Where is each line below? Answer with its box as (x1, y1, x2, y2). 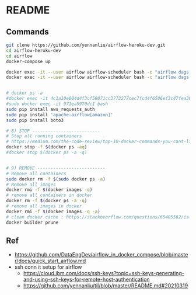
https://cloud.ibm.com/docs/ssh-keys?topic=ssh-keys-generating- (23, 270, 185, 277)
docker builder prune (6, 220, 59, 225)
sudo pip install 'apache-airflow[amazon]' (6, 112, 114, 117)
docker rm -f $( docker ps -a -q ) (6, 198, 87, 204)
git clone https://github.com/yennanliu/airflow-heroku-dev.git (6, 42, 166, 48)
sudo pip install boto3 (6, 117, 64, 123)
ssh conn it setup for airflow (14, 263, 82, 270)
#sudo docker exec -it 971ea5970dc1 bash (6, 101, 108, 107)
